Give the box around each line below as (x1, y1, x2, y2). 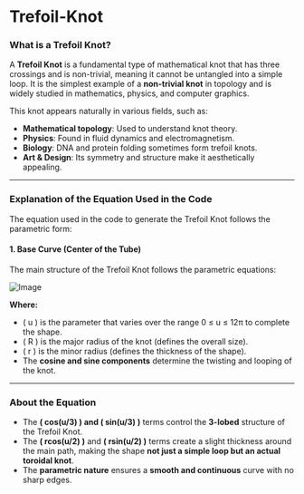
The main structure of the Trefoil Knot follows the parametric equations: (9, 264, 277, 275)
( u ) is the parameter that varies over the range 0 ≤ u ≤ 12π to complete (22, 316, 290, 327)
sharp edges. (22, 474, 72, 486)
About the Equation (9, 396, 97, 409)
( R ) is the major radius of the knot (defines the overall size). (22, 335, 249, 346)
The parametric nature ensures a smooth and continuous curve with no (22, 465, 294, 476)
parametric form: (9, 223, 72, 234)
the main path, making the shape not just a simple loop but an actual (22, 446, 281, 457)
